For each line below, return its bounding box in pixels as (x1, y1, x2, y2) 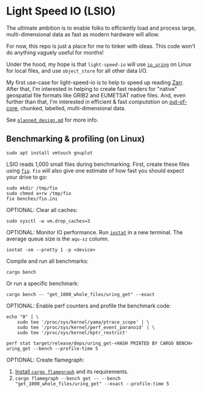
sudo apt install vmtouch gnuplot (6, 150, 93, 156)
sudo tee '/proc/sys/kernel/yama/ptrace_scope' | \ (17, 319, 150, 325)
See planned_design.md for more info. (6, 116, 98, 124)
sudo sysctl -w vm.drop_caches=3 (6, 218, 90, 224)
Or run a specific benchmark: (6, 280, 80, 287)
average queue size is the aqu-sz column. (6, 235, 110, 242)
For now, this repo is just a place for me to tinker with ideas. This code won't (6, 42, 196, 50)
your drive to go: (6, 173, 48, 180)
